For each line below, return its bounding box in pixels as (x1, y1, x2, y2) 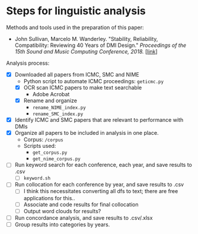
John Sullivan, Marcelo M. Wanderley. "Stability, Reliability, (14, 35, 158, 42)
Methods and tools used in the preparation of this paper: (6, 24, 144, 31)
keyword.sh (23, 175, 51, 182)
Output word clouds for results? (23, 207, 101, 214)
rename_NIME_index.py (32, 105, 86, 111)
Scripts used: (23, 143, 56, 150)
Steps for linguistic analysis (6, 4, 146, 18)
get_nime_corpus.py (32, 156, 81, 162)
